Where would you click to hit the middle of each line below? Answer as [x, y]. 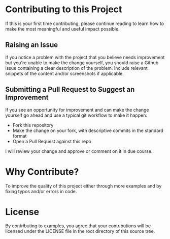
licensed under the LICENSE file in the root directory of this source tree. [80, 231]
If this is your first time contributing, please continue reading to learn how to [84, 23]
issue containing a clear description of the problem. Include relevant [77, 68]
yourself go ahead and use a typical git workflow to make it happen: [76, 115]
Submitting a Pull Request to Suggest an [70, 89]
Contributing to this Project [64, 9]
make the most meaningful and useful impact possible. [63, 29]
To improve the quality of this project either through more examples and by [83, 186]
